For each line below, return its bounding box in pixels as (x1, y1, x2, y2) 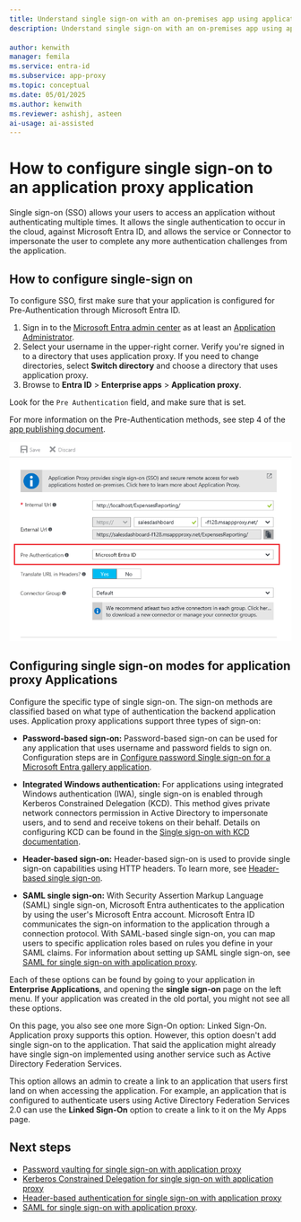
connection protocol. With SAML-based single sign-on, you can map (21, 927, 276, 938)
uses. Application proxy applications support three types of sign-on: (9, 715, 262, 726)
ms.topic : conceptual (9, 81, 90, 90)
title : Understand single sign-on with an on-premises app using (9, 14, 258, 23)
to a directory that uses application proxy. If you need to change (21, 351, 260, 361)
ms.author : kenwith (9, 100, 82, 109)
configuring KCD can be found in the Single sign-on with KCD (21, 826, 250, 837)
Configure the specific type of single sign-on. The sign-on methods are (9, 696, 273, 707)
